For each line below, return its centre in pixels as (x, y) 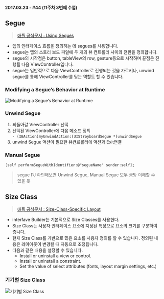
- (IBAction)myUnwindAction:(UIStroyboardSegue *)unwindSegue (77, 136)
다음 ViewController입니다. (47, 64)
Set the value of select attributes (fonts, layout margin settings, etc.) (88, 266)
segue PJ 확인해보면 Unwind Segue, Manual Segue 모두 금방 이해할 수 (86, 175)
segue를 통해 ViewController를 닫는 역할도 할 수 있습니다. (68, 77)
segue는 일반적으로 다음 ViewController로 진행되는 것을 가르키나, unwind (83, 71)
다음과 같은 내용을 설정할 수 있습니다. (47, 250)
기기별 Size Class (25, 280)
